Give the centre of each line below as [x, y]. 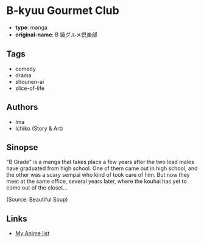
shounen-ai [30, 81]
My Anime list [32, 233]
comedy [26, 69]
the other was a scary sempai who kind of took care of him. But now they [98, 175]
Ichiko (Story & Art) [39, 128]
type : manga [31, 27]
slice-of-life [30, 88]
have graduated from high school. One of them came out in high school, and [102, 168]
